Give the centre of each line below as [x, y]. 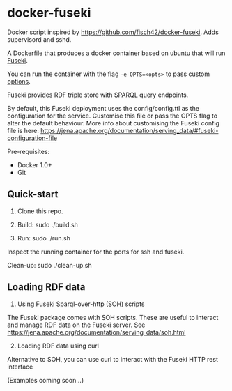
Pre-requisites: [29, 151]
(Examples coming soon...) [46, 380]
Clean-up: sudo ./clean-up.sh [49, 265]
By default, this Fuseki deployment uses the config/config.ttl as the [103, 108]
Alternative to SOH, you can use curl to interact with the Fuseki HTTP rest [113, 359]
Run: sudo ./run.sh [44, 238]
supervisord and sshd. [39, 39]
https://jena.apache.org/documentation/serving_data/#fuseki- [130, 130]
